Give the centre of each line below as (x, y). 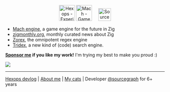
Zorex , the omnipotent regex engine (50, 40)
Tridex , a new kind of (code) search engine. (58, 45)
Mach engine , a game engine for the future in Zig (63, 29)
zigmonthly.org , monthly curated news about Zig (63, 34)
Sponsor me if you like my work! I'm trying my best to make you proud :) (81, 55)
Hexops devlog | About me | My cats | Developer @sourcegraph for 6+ (79, 79)
